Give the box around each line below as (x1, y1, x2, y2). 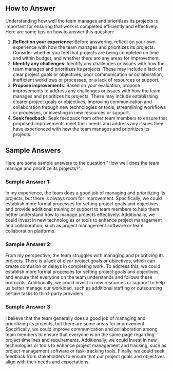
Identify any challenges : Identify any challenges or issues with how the (12, 60, 165, 66)
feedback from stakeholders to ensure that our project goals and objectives (5, 353, 165, 359)
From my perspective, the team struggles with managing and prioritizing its (5, 252, 164, 259)
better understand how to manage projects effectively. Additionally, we (5, 211, 155, 218)
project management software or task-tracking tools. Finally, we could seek (5, 347, 165, 354)
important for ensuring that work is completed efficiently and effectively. (5, 23, 158, 29)
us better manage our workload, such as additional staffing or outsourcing (5, 285, 162, 291)
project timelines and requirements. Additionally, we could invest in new (5, 337, 157, 343)
